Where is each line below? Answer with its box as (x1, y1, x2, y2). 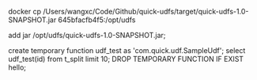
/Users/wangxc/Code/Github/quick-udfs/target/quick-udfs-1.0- (43, 7, 249, 16)
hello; (8, 63, 26, 72)
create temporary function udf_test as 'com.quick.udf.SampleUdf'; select (8, 46, 246, 55)
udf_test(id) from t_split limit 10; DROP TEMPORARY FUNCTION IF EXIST (8, 55, 244, 63)
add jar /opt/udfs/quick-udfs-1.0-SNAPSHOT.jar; (8, 31, 166, 40)
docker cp (8, 7, 42, 16)
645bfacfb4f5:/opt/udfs (58, 15, 136, 25)
